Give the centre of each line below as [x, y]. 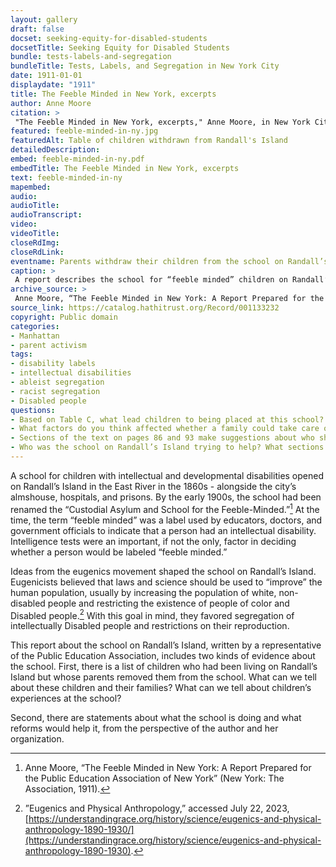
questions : [33, 410]
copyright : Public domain [64, 317]
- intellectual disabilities [71, 373]
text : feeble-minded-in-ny [66, 177]
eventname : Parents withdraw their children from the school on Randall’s [169, 261]
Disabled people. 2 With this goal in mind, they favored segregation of [152, 614]
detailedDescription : [55, 150]
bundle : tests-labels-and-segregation [91, 57]
